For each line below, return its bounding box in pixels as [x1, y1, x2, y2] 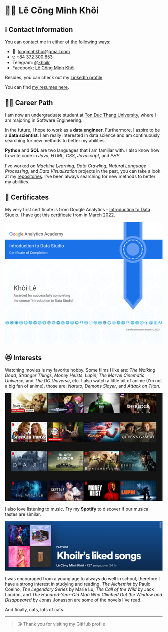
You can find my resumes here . [5, 84, 69, 90]
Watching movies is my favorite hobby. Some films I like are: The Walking [5, 367, 156, 373]
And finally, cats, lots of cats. [5, 607, 65, 613]
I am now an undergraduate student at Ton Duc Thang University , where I [5, 112, 156, 118]
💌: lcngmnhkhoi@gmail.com [12, 49, 70, 54]
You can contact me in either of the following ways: [5, 39, 111, 45]
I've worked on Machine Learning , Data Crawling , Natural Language [5, 163, 146, 169]
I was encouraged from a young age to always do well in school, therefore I [5, 576, 160, 582]
